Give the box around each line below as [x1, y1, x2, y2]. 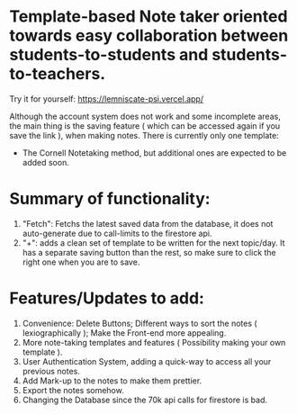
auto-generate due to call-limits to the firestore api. [22, 228, 212, 238]
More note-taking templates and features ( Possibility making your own [22, 337, 286, 347]
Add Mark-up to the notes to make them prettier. [22, 375, 202, 386]
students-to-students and [9, 45, 209, 65]
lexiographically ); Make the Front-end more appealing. [22, 327, 227, 338]
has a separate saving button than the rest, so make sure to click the [22, 247, 276, 257]
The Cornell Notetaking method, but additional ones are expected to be [22, 147, 287, 158]
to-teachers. [9, 64, 106, 85]
